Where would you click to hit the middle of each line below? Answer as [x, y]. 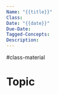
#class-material [26, 57]
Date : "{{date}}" [28, 23]
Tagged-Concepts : [28, 35]
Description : [23, 40]
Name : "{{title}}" [29, 12]
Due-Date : [19, 29]
